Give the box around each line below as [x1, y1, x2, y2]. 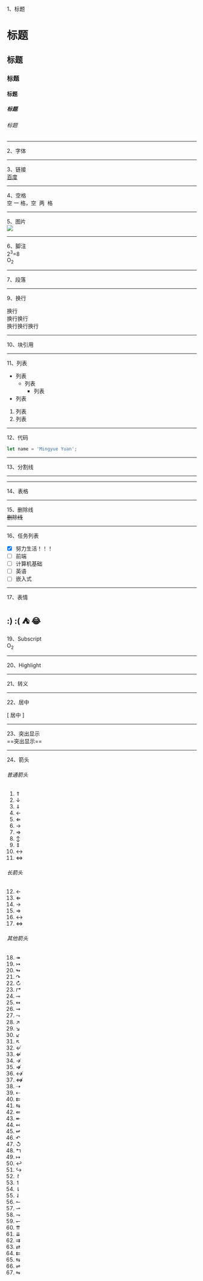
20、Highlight [7, 661, 42, 669]
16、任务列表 [7, 532, 39, 539]
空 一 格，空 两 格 [7, 199, 53, 207]
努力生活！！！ [15, 545, 53, 552]
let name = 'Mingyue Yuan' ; [7, 446, 78, 452]
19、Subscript [7, 635, 42, 642]
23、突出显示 [7, 730, 40, 737]
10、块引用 [7, 341, 34, 349]
